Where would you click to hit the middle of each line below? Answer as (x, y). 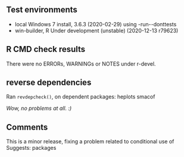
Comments (27, 127)
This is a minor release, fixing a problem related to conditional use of (90, 141)
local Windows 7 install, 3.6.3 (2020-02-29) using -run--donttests (96, 24)
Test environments (42, 10)
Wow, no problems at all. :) (39, 108)
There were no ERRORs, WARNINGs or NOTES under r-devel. (81, 64)
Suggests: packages (31, 148)
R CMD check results (46, 49)
